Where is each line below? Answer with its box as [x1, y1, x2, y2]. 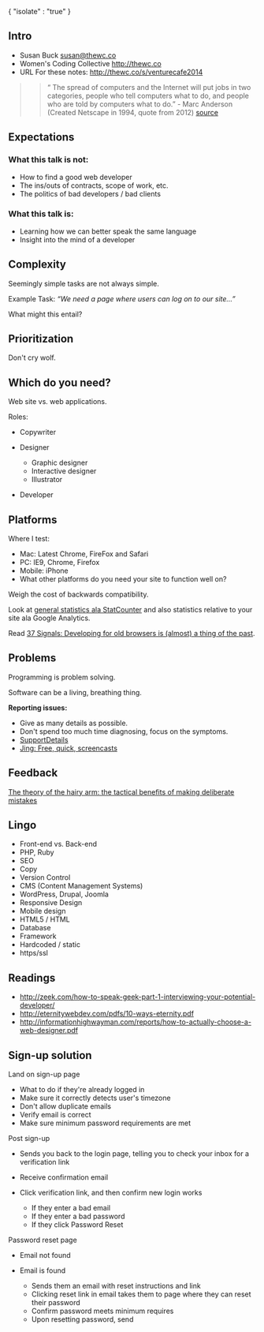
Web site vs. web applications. [8, 397, 108, 406]
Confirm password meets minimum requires [31, 1306, 174, 1316]
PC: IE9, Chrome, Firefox [19, 558, 100, 567]
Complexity [8, 258, 67, 271]
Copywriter [19, 428, 57, 437]
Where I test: [8, 534, 50, 544]
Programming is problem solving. [8, 672, 116, 682]
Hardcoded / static [19, 940, 81, 949]
